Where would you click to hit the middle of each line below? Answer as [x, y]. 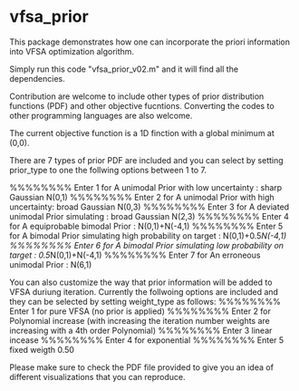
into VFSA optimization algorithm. [72, 51]
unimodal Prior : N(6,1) [51, 264]
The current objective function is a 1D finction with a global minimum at [142, 132]
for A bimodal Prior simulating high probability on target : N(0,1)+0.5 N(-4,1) [148, 235]
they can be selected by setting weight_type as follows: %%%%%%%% [145, 301]
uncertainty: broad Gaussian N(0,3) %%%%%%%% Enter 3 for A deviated [149, 207]
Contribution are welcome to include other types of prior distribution [137, 96]
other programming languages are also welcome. [101, 115]
